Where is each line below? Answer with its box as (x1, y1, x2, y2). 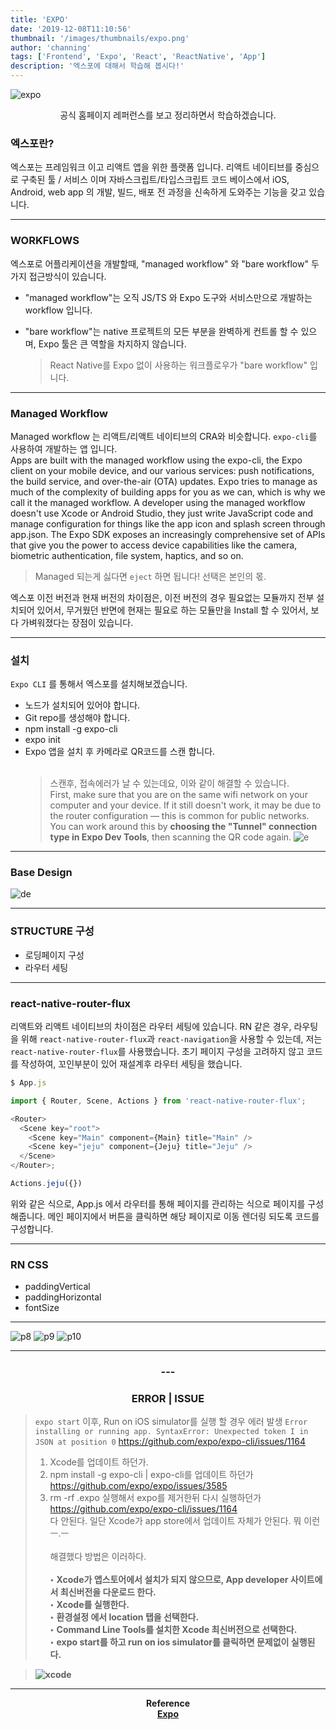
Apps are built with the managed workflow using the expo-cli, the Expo (10, 454, 303, 466)
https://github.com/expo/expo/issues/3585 (49, 1480, 228, 1492)
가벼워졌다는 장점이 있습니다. (20, 616, 134, 628)
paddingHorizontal (24, 1291, 102, 1303)
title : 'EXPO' (10, 14, 70, 25)
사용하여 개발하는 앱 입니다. (10, 442, 118, 455)
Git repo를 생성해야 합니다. (24, 712, 131, 724)
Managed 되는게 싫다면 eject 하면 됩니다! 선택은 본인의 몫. (34, 570, 267, 582)
